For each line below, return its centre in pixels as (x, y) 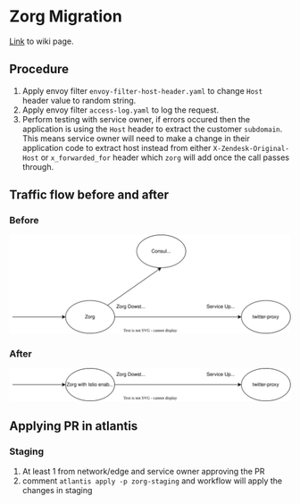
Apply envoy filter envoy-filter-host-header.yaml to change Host (142, 90)
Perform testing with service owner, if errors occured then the (136, 119)
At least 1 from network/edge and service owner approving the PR (143, 471)
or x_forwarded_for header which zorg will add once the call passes (165, 157)
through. (38, 166)
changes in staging (57, 490)
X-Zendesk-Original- (251, 148)
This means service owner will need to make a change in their (136, 138)
